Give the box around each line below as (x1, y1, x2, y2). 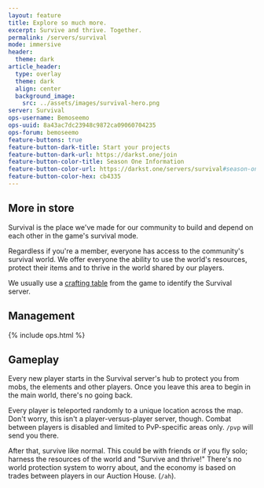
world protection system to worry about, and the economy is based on (8, 463, 236, 472)
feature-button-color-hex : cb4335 (8, 172, 122, 181)
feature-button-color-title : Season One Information (8, 158, 185, 166)
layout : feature (8, 11, 61, 20)
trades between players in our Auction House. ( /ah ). (8, 471, 177, 481)
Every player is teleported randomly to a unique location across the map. (8, 406, 244, 416)
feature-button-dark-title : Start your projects (8, 143, 170, 151)
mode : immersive (8, 41, 61, 49)
